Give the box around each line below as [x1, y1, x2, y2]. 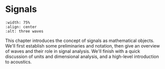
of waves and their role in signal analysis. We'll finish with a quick [5, 48, 140, 54]
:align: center [5, 24, 37, 29]
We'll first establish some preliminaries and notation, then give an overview [5, 42, 160, 48]
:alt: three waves [5, 28, 44, 33]
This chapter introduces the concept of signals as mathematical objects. [5, 37, 154, 43]
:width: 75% [5, 20, 30, 25]
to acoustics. [5, 58, 32, 64]
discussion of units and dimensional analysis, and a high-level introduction [5, 53, 159, 59]
